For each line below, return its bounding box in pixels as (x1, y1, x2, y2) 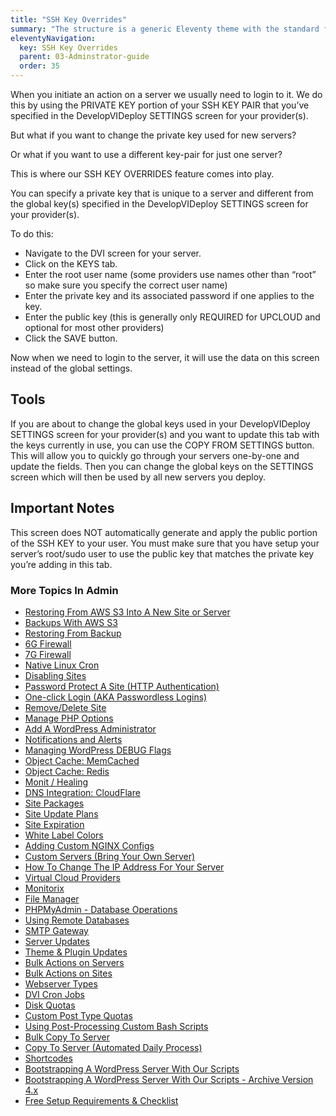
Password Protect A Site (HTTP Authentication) (24, 680, 220, 692)
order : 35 (19, 61, 60, 71)
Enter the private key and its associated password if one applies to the (24, 290, 315, 301)
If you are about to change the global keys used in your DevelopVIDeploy (10, 417, 311, 430)
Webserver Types (24, 977, 98, 990)
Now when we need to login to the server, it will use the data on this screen (10, 352, 320, 363)
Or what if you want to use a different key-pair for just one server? (10, 149, 283, 160)
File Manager (24, 892, 80, 905)
